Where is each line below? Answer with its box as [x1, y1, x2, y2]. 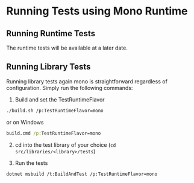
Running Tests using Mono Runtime [6, 4, 188, 18]
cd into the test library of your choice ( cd [14, 141, 116, 149]
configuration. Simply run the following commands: [6, 84, 133, 91]
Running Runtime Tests [6, 28, 95, 39]
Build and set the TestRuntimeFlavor [14, 95, 105, 103]
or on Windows [6, 118, 44, 126]
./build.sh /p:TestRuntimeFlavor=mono [6, 108, 104, 114]
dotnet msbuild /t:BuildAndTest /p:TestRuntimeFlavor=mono [6, 171, 158, 177]
